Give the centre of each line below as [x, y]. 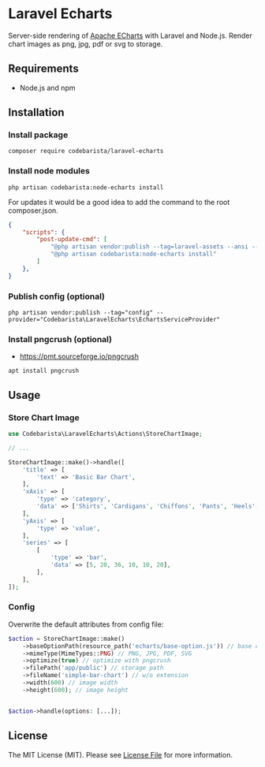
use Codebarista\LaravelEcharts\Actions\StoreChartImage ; [105, 434]
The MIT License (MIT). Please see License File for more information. [120, 754]
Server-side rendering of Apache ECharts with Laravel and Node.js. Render [130, 35]
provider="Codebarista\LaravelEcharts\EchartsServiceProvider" [114, 320]
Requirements [43, 69]
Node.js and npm [47, 87]
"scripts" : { [44, 232]
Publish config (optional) [56, 296]
